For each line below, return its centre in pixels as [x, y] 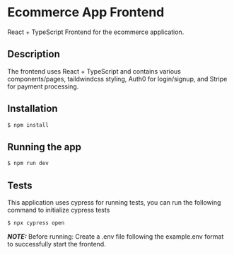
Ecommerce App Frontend [86, 12]
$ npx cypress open [36, 223]
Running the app [44, 147]
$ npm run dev [28, 164]
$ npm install [28, 125]
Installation [33, 109]
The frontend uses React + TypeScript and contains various [94, 71]
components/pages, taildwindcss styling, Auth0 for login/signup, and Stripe [117, 79]
